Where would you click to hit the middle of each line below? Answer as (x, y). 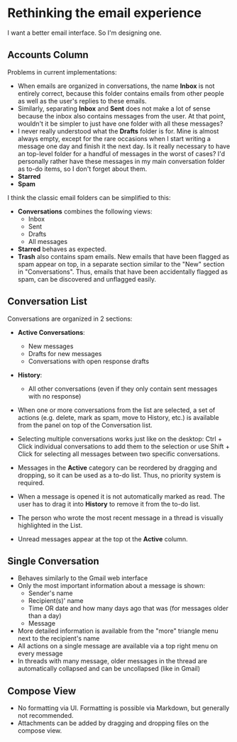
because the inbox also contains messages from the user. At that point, (121, 116)
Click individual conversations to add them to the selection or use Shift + (123, 446)
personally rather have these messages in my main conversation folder (121, 161)
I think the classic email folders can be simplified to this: (89, 197)
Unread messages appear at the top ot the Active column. (103, 539)
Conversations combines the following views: (85, 211)
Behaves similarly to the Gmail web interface (83, 578)
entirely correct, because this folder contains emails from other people (121, 93)
